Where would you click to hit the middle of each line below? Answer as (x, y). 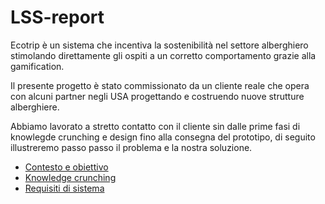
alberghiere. (35, 107)
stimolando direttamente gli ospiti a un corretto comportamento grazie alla (163, 55)
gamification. (37, 66)
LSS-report (57, 17)
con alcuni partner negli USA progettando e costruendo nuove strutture (157, 96)
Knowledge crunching (70, 177)
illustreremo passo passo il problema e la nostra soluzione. (131, 147)
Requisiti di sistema (64, 188)
